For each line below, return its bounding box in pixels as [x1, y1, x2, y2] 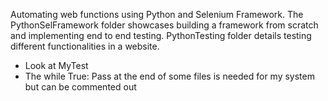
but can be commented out [24, 81, 137, 93]
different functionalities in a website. [10, 40, 160, 52]
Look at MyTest [24, 60, 89, 71]
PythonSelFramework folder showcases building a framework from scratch [10, 19, 319, 31]
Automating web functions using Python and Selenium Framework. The [10, 9, 304, 20]
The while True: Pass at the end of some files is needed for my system [24, 70, 315, 82]
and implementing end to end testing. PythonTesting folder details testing [10, 30, 312, 41]
